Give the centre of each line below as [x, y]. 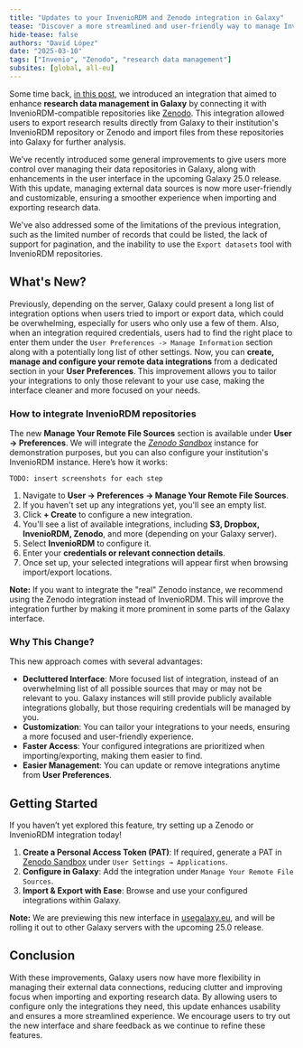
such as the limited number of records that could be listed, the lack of [138, 234]
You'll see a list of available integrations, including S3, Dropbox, [141, 524]
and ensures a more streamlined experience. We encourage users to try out [150, 1015]
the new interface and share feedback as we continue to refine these [138, 1025]
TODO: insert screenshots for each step [87, 478]
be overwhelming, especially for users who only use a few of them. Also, [144, 323]
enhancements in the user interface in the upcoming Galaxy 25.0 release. [146, 178]
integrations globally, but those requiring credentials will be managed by [156, 708]
